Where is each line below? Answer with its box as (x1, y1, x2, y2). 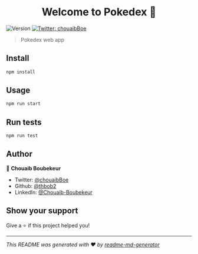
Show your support (6, 206, 78, 216)
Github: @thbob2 (14, 182, 57, 189)
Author (6, 149, 32, 159)
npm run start (6, 101, 41, 107)
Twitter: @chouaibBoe (14, 176, 69, 183)
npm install (6, 69, 35, 75)
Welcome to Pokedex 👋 (41, 5, 157, 19)
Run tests (6, 117, 42, 127)
